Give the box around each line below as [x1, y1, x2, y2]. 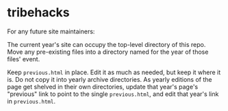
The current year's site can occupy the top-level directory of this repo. [7, 40, 206, 48]
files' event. [7, 54, 40, 63]
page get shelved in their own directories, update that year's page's [7, 82, 199, 91]
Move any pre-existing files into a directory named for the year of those [7, 48, 209, 56]
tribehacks [7, 5, 70, 20]
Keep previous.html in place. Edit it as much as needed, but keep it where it [7, 68, 221, 76]
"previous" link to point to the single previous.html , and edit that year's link [7, 90, 219, 98]
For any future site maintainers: [7, 27, 95, 35]
